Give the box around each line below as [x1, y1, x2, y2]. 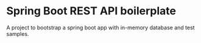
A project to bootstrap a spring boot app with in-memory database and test [6, 24, 195, 31]
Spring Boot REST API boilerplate [6, 4, 177, 18]
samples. [6, 30, 29, 37]
